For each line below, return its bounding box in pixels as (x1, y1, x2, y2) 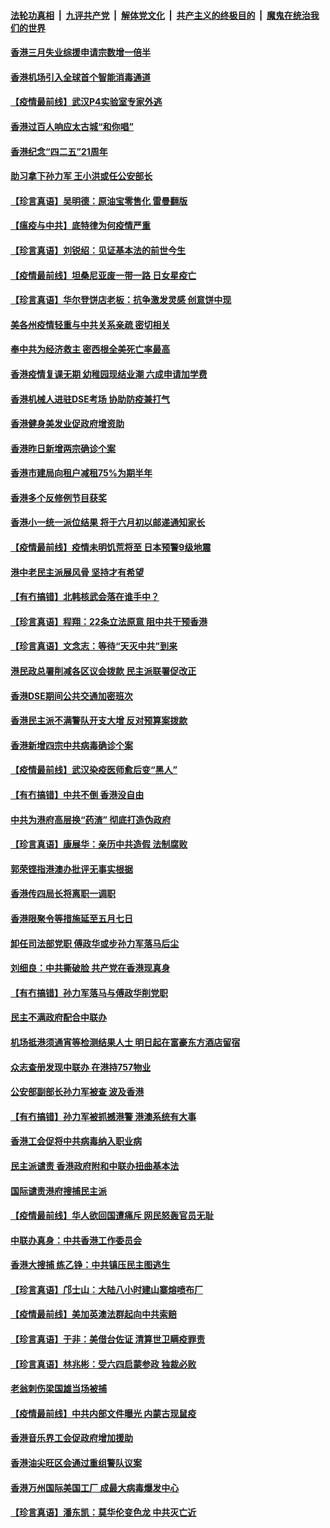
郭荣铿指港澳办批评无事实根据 (10, 863, 133, 875)
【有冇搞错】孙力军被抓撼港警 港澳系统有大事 (10, 1110, 197, 1122)
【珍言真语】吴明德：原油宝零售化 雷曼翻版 (10, 195, 188, 207)
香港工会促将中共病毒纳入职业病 (10, 1135, 142, 1147)
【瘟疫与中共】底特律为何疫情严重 (10, 220, 151, 232)
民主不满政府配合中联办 (10, 1011, 107, 1024)
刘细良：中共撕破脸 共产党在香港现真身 (10, 962, 171, 974)
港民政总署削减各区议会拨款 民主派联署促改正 (10, 665, 197, 677)
